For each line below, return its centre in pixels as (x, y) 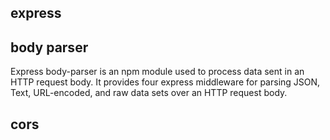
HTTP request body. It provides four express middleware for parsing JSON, (165, 82)
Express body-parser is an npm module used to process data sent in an (157, 72)
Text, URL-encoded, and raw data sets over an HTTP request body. (149, 93)
